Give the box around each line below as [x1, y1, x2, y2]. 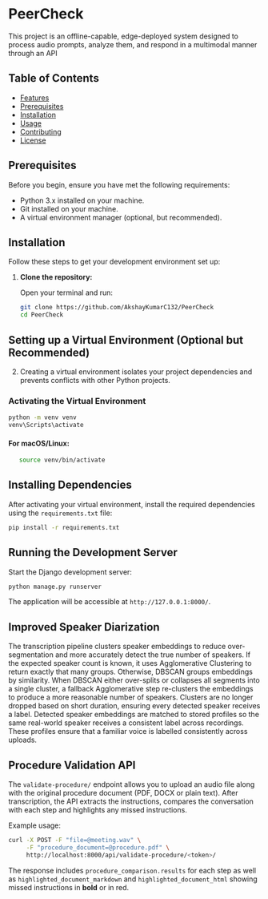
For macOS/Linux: [8, 438, 70, 448]
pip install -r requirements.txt [8, 523, 120, 531]
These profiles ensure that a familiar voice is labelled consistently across [8, 727, 248, 736]
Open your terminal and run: [19, 288, 114, 297]
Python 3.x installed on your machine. [19, 196, 145, 205]
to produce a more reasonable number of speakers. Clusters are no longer [8, 692, 254, 702]
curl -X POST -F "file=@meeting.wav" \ [8, 837, 142, 845]
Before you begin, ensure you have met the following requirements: [8, 179, 230, 189]
